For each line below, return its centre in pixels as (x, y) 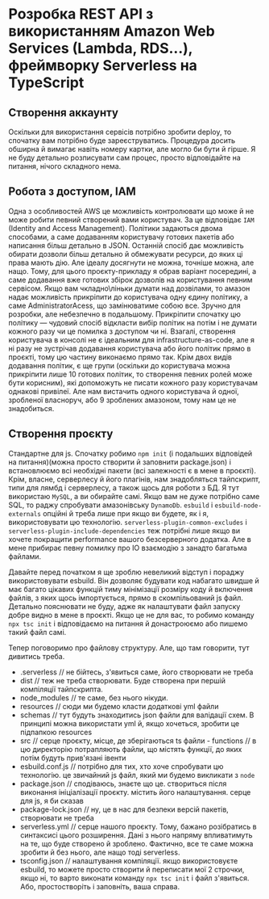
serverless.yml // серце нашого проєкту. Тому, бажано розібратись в (138, 826)
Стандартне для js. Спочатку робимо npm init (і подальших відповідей (130, 453)
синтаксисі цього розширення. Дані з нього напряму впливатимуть (136, 835)
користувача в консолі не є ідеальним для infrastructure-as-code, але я (132, 339)
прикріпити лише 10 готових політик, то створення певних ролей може (130, 374)
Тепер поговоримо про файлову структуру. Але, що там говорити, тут (129, 648)
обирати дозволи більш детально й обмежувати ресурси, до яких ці (126, 254)
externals (25, 514)
